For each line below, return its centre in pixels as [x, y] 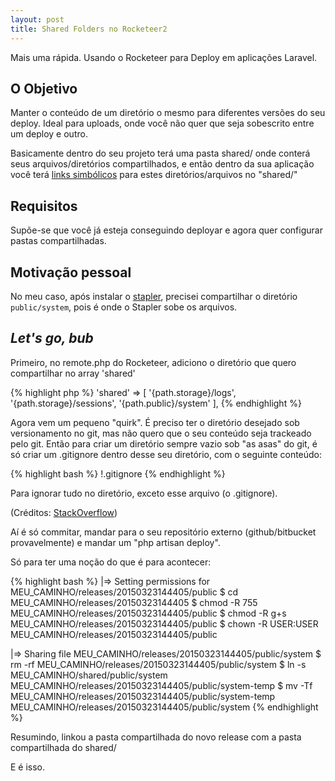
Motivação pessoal [71, 272]
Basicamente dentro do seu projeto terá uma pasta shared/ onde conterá [160, 153]
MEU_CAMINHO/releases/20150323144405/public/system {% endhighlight [164, 707]
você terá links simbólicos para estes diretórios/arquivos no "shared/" [154, 175]
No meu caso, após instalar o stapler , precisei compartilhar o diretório [154, 296]
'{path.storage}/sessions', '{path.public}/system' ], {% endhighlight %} [156, 403]
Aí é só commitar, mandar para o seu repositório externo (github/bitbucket [163, 532]
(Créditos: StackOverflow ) [64, 512]
